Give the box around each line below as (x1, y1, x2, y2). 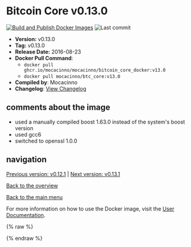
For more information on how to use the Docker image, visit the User (6, 205, 175, 212)
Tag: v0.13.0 (14, 42, 45, 49)
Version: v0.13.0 (14, 35, 56, 42)
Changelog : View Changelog (14, 85, 87, 92)
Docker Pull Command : (14, 54, 73, 61)
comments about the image (6, 103, 110, 113)
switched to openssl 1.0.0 (14, 137, 78, 144)
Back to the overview (6, 182, 58, 189)
